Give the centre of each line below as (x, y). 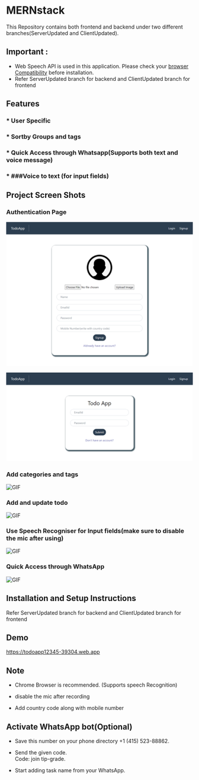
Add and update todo (37, 502)
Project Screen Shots (46, 195)
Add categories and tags (42, 474)
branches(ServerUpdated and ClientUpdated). (62, 33)
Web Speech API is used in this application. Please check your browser (102, 66)
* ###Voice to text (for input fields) (58, 176)
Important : (27, 52)
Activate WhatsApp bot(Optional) (69, 727)
